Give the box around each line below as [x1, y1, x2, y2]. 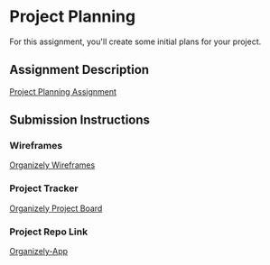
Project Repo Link [9, 225, 88, 238]
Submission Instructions [9, 113, 151, 128]
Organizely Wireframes [9, 160, 96, 170]
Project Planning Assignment [9, 86, 117, 96]
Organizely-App [9, 246, 69, 257]
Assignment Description [9, 62, 150, 78]
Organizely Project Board [9, 203, 103, 214]
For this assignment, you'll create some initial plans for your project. [9, 36, 262, 47]
